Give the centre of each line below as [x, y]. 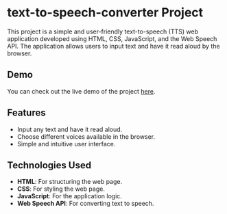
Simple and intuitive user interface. [66, 144]
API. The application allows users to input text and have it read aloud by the [114, 46]
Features [26, 113]
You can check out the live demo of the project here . [81, 91]
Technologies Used [49, 165]
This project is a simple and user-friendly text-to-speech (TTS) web [103, 31]
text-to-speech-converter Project [105, 13]
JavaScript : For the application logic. [69, 196]
